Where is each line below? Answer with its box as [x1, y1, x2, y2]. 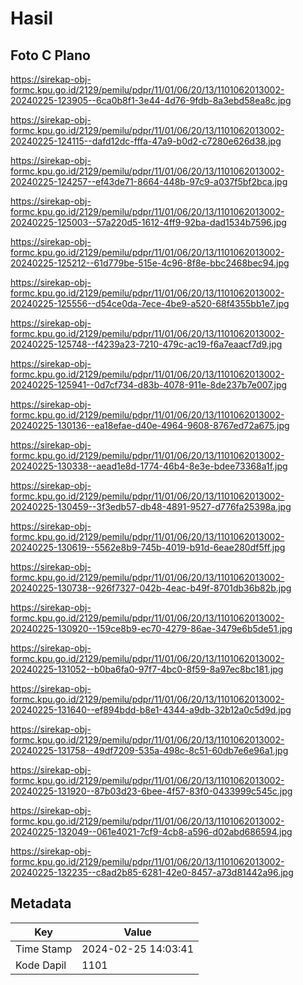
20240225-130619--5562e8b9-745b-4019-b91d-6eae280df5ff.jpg [10, 542, 286, 553]
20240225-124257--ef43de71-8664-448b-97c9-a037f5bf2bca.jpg [10, 176, 288, 187]
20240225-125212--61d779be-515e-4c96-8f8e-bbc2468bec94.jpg [10, 257, 290, 269]
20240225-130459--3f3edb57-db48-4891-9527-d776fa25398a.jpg [10, 501, 292, 512]
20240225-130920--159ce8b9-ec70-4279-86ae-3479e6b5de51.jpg [10, 623, 293, 634]
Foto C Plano [10, 47, 91, 64]
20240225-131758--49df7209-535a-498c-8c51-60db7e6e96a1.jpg [10, 745, 289, 756]
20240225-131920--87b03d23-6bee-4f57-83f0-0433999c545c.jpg [10, 785, 293, 797]
